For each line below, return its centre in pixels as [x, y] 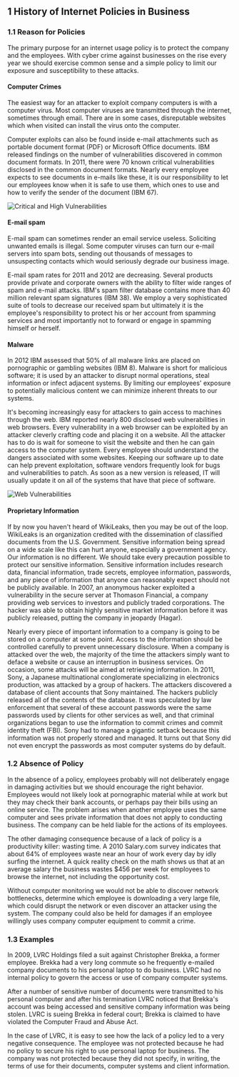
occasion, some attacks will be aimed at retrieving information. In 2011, [111, 669]
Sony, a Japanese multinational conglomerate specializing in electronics [113, 677]
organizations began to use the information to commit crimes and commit [115, 722]
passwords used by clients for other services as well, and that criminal [111, 715]
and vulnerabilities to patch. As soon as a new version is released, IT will [114, 473]
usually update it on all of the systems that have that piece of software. [112, 481]
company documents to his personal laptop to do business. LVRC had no [114, 970]
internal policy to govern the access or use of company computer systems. [118, 978]
